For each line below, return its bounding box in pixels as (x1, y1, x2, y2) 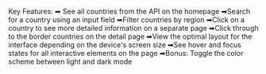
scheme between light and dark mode (8, 57, 133, 66)
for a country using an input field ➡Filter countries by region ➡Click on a (8, 15, 245, 24)
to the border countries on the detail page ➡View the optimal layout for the (8, 31, 253, 41)
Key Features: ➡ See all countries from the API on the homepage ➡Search (8, 7, 251, 16)
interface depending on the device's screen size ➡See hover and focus (8, 40, 242, 50)
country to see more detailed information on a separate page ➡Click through (8, 24, 259, 32)
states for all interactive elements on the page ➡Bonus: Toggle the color (8, 49, 244, 57)
